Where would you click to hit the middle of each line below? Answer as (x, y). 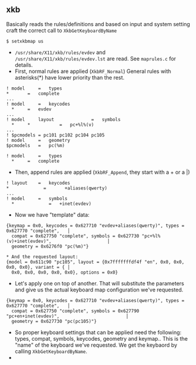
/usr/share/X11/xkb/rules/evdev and (60, 52)
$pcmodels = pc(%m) (36, 145)
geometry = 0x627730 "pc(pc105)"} (54, 321)
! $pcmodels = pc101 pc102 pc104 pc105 (56, 135)
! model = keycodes (38, 104)
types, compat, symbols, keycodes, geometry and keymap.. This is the (101, 338)
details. (24, 65)
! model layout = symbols (63, 119)
